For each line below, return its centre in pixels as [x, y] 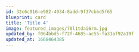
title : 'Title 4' [27, 23]
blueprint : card [26, 17]
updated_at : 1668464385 [35, 39]
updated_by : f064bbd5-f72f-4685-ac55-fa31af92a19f [70, 34]
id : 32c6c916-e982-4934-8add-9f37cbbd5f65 [59, 12]
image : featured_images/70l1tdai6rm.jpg [57, 28]
